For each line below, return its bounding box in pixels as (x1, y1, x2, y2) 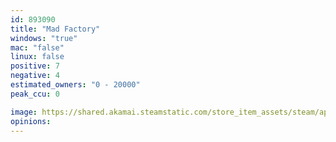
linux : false (10, 52, 65, 62)
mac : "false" (10, 42, 65, 53)
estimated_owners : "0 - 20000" (10, 80, 141, 90)
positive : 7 (10, 61, 60, 71)
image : (10, 107, 38, 117)
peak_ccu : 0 (10, 89, 60, 99)
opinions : (10, 116, 52, 126)
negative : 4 (10, 71, 60, 81)
